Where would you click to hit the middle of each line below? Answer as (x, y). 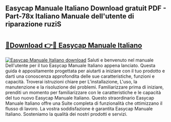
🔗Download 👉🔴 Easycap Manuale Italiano (74, 45)
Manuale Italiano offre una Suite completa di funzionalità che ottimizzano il (84, 103)
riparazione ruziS (33, 24)
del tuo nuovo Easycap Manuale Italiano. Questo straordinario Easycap (80, 98)
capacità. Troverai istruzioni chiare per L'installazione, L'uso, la (71, 82)
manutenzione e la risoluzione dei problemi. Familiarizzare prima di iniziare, (84, 87)
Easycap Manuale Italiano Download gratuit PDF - (86, 8)
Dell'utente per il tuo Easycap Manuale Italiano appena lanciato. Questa (80, 65)
